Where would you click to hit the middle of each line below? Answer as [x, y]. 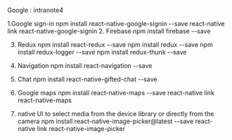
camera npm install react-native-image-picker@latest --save [105, 121]
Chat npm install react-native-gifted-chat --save [87, 79]
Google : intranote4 [35, 10]
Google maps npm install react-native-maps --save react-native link [116, 93]
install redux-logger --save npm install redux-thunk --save [102, 52]
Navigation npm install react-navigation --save [85, 65]
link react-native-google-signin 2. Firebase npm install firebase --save [109, 31]
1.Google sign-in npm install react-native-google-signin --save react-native [116, 23]
